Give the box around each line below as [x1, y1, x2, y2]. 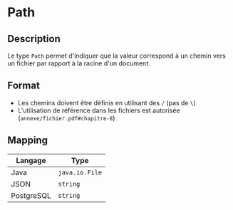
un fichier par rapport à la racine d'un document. [7, 59, 151, 68]
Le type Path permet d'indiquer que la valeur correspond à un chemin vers [7, 51, 226, 60]
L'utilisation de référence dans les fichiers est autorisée [17, 106, 180, 115]
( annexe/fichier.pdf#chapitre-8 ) [17, 113, 115, 122]
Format [7, 80, 41, 92]
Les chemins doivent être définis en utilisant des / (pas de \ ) [17, 98, 196, 107]
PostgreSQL [11, 190, 51, 200]
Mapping [7, 135, 48, 147]
